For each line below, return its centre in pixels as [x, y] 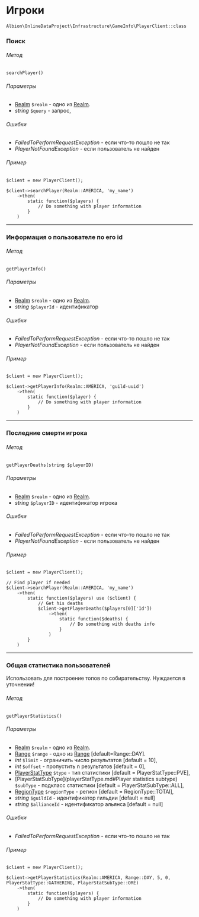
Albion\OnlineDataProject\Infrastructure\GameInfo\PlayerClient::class [96, 26]
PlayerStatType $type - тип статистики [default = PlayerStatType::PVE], [102, 772]
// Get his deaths [60, 604]
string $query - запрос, [43, 111]
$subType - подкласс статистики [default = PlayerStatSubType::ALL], [99, 785]
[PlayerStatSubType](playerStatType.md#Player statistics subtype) [96, 779]
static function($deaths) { [94, 619]
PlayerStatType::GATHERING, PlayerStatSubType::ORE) [73, 883]
